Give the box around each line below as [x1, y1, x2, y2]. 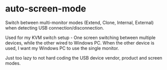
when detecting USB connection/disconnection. [5, 24, 104, 30]
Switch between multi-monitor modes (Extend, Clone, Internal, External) [5, 19, 154, 25]
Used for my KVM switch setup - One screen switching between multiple [5, 34, 156, 40]
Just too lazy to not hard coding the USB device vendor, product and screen [5, 54, 162, 60]
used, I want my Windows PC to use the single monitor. [5, 45, 119, 51]
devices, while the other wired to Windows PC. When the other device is [5, 39, 154, 45]
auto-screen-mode [5, 3, 86, 14]
